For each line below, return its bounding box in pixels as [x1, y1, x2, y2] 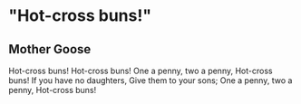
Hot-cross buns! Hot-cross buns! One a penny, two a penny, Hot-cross [8, 65, 273, 76]
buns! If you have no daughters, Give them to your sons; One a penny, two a [8, 75, 293, 86]
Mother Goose [8, 42, 92, 57]
